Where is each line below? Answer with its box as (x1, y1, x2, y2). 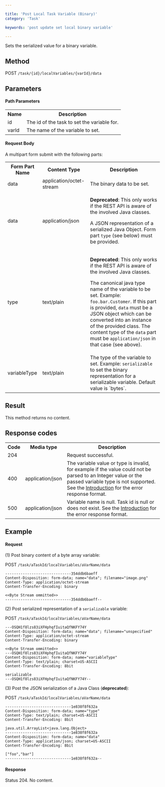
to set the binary (90, 366, 128, 373)
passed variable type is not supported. (67, 478, 156, 485)
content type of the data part (90, 329, 157, 336)
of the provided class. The (90, 322, 151, 329)
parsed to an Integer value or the (67, 472, 142, 479)
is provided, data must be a (90, 304, 153, 311)
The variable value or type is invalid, (67, 459, 150, 466)
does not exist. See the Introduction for (67, 505, 157, 512)
